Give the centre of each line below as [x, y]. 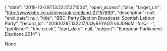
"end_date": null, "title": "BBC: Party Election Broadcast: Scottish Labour [80, 18]
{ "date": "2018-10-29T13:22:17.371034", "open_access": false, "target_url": [83, 7]
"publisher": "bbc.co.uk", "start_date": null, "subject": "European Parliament [83, 29]
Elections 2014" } [23, 34]
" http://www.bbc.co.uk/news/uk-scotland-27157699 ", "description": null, [80, 13]
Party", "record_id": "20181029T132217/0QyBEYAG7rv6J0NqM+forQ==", [80, 23]
